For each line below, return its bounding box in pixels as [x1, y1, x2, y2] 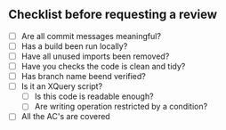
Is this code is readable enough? [34, 91, 154, 102]
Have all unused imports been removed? [20, 51, 170, 61]
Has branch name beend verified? [20, 71, 146, 82]
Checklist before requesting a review [8, 7, 218, 22]
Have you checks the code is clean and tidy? [20, 61, 186, 71]
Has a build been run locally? [20, 40, 128, 52]
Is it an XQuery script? [20, 81, 103, 92]
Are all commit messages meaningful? [20, 30, 162, 41]
